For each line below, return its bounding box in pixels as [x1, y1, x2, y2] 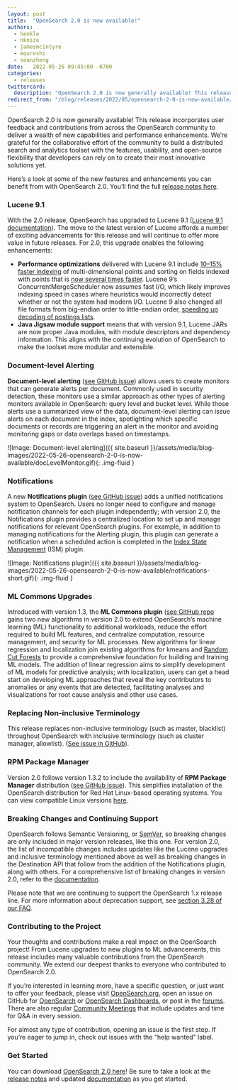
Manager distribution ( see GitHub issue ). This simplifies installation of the [7, 781, 222, 789]
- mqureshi [13, 50, 46, 57]
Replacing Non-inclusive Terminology [7, 708, 140, 718]
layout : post [7, 10, 46, 18]
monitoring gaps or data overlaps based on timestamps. [7, 429, 171, 438]
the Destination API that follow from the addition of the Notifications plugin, [7, 860, 227, 869]
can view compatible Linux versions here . [7, 796, 129, 804]
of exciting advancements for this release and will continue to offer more [7, 231, 220, 240]
